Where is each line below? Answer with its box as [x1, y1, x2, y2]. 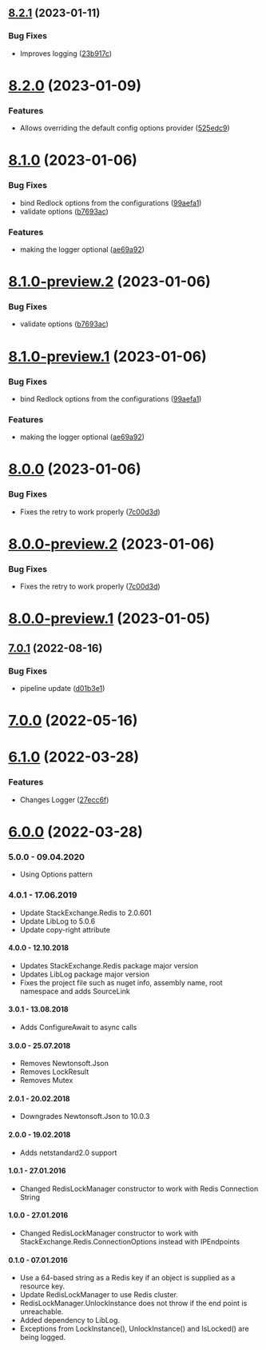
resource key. [19, 1281, 66, 1291]
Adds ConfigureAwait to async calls [19, 1022, 137, 1032]
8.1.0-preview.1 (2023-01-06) [8, 347, 208, 365]
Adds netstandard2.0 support [19, 1148, 117, 1157]
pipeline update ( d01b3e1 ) [19, 684, 105, 693]
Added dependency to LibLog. [19, 1316, 121, 1325]
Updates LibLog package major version [19, 969, 150, 979]
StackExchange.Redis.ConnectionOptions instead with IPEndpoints [19, 1236, 240, 1246]
